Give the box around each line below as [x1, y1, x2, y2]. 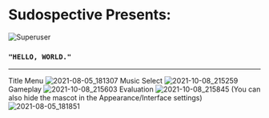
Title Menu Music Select [8, 76, 163, 86]
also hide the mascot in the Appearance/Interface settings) [8, 93, 203, 103]
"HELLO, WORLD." [8, 52, 72, 61]
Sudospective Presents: [8, 6, 171, 24]
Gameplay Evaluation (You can [8, 84, 261, 94]
